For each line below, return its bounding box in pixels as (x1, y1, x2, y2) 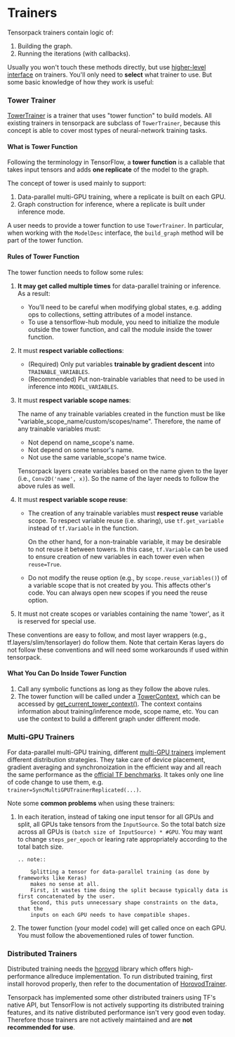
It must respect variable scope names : (17, 396, 131, 404)
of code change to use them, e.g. (7, 778, 104, 787)
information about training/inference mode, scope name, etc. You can (17, 707, 219, 715)
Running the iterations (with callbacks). (17, 49, 131, 58)
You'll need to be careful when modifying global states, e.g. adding (27, 302, 222, 311)
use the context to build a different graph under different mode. (17, 714, 201, 723)
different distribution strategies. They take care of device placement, (7, 756, 206, 764)
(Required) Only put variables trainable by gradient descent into (27, 360, 215, 368)
